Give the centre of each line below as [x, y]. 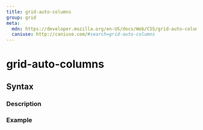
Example [19, 120]
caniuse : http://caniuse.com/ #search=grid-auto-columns [83, 34]
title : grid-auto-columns [39, 12]
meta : [13, 23]
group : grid [21, 18]
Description [24, 103]
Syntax [20, 86]
